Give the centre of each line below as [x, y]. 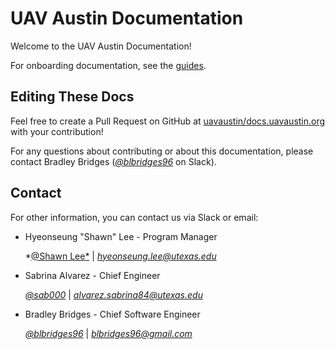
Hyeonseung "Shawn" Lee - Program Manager [121, 236]
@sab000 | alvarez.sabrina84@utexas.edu [113, 294]
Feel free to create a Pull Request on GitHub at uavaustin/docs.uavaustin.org [168, 121]
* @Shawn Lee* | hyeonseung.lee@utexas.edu [120, 256]
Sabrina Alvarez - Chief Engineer [92, 275]
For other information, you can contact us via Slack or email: [134, 217]
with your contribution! [57, 131]
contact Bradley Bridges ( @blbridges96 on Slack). [113, 161]
